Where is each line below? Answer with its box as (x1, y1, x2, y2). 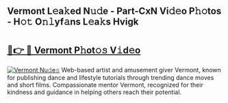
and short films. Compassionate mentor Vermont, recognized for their (7, 81, 203, 89)
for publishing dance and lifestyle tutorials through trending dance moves (7, 74, 214, 81)
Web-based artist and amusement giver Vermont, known (61, 66, 221, 74)
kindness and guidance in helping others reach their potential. (7, 88, 182, 96)
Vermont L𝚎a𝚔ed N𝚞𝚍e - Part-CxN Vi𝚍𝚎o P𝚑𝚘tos (7, 5, 222, 17)
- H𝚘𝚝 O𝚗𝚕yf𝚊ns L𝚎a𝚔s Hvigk (7, 16, 139, 28)
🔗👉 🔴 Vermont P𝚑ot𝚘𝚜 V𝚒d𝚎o (7, 44, 141, 56)
